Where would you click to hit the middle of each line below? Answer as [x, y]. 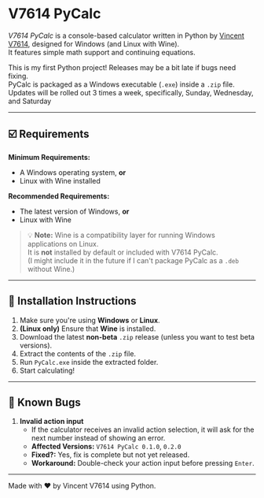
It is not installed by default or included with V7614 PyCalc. [123, 252]
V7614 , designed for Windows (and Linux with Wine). [94, 43]
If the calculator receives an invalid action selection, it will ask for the [143, 429]
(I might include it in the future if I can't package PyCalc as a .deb [133, 260]
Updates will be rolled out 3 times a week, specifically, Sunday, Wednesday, [131, 92]
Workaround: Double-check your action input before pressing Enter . [143, 463]
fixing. [18, 76]
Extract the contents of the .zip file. [77, 353]
